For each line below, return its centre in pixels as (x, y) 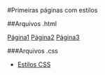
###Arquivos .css (33, 51)
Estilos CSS (34, 64)
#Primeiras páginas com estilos (52, 10)
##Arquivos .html (32, 23)
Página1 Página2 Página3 (43, 37)
